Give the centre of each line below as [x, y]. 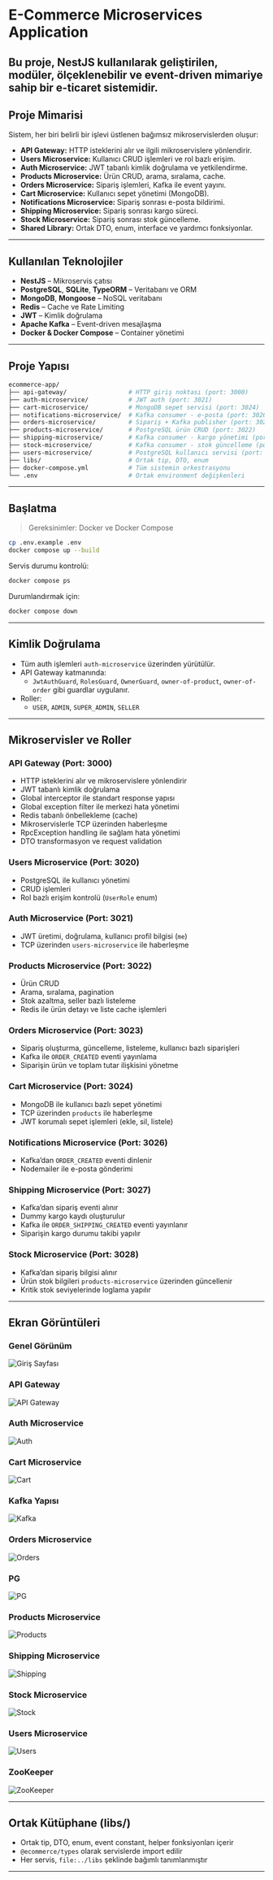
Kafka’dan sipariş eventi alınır [69, 1208]
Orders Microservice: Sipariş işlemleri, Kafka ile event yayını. [123, 185]
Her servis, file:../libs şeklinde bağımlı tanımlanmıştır [114, 1860]
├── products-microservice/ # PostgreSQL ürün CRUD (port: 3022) [132, 430]
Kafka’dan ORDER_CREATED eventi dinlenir [86, 1160]
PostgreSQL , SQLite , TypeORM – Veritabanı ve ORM [108, 289]
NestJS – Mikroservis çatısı [66, 281]
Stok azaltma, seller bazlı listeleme [78, 1001]
